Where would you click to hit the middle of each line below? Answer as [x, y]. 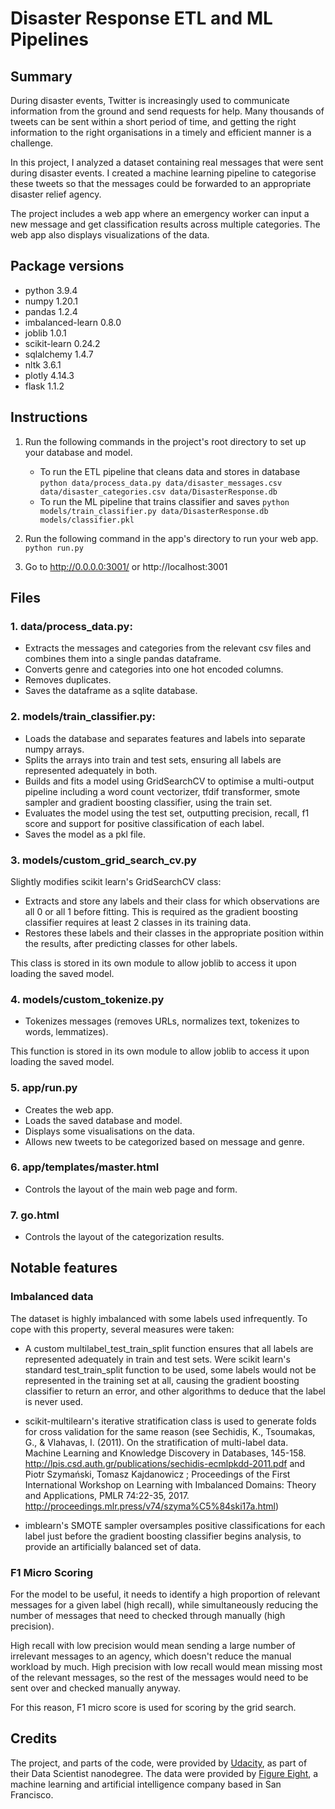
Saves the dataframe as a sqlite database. [111, 691]
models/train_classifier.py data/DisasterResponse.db [154, 511]
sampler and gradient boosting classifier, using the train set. [148, 802]
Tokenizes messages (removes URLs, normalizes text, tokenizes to [162, 1021]
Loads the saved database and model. [103, 1120]
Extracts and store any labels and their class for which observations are [172, 901]
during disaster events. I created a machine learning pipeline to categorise [163, 173]
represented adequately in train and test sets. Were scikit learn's [157, 1359]
